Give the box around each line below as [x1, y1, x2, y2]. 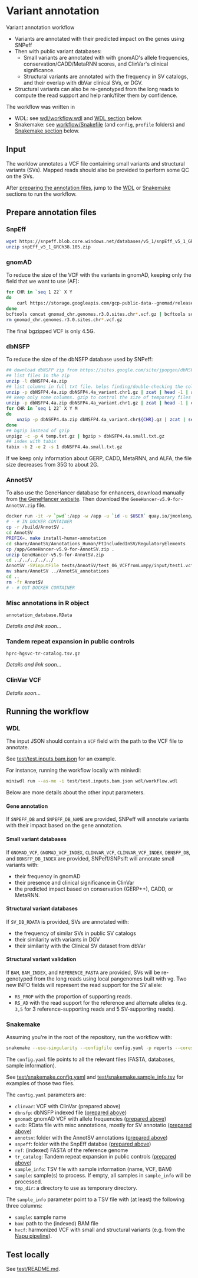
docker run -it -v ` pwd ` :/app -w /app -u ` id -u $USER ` [6, 513, 146, 519]
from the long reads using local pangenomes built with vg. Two [34, 975, 187, 982]
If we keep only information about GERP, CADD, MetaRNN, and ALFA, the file [6, 455, 192, 462]
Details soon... [6, 689, 41, 696]
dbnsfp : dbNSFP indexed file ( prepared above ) [14, 1109, 127, 1116]
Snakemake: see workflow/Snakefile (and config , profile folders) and [14, 121, 185, 128]
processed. [14, 1178, 42, 1185]
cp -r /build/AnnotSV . [6, 525, 65, 530]
